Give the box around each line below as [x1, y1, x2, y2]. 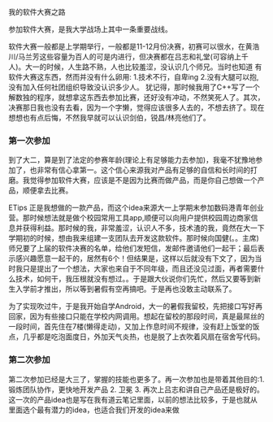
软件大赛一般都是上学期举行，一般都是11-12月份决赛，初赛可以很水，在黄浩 [8, 41, 260, 51]
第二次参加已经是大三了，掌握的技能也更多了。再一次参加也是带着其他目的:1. [8, 374, 265, 384]
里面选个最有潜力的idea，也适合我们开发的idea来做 [8, 405, 180, 415]
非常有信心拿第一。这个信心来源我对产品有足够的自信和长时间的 [36, 165, 250, 175]
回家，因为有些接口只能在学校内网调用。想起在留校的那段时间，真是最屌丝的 [8, 311, 265, 321]
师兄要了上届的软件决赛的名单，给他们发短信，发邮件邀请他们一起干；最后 [8, 243, 258, 254]
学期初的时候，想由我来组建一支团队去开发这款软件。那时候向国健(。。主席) [8, 233, 260, 243]
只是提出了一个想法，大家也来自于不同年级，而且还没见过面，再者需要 [22, 263, 258, 274]
